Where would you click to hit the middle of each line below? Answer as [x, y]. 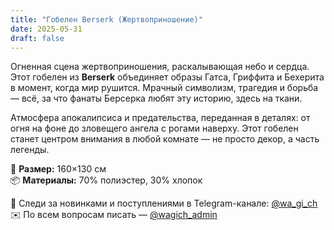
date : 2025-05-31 [46, 29]
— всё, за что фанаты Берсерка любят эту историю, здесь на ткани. [156, 98]
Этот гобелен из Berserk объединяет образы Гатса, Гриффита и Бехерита [167, 77]
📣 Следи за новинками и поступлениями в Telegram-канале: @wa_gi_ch [164, 203]
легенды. [30, 150]
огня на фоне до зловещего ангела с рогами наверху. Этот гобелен [154, 128]
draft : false [37, 38]
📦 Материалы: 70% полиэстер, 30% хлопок [106, 180]
